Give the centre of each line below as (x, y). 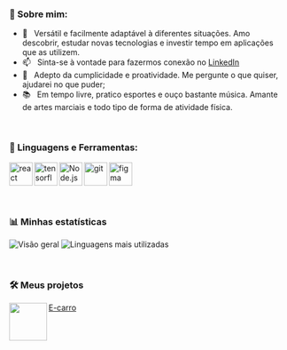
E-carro (62, 308)
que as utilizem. (50, 52)
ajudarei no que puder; (63, 84)
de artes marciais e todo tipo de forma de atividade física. (127, 107)
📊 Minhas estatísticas (58, 221)
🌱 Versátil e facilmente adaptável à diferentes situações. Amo (136, 34)
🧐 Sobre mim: (39, 14)
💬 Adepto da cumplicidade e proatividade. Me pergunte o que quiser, (150, 76)
